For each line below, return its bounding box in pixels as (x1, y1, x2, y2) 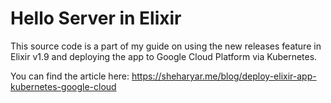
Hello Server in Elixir (10, 7, 182, 30)
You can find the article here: (10, 70, 130, 82)
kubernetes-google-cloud (10, 80, 117, 92)
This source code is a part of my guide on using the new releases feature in (10, 40, 322, 52)
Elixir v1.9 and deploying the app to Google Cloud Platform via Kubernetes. (10, 50, 318, 62)
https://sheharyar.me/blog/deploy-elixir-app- (131, 70, 317, 82)
